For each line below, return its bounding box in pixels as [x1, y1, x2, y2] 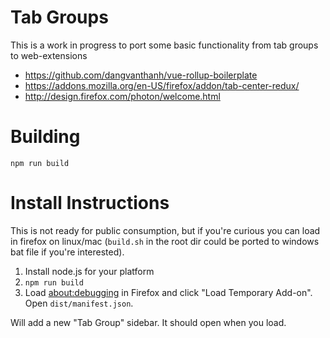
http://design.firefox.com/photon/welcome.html [24, 90, 221, 102]
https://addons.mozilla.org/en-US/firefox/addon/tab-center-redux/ [24, 79, 300, 91]
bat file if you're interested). [10, 246, 125, 258]
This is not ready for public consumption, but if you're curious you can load [10, 224, 321, 236]
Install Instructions [10, 192, 170, 215]
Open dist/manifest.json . [24, 297, 134, 309]
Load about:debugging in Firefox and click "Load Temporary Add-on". [24, 286, 313, 298]
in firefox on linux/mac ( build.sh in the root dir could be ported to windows [10, 235, 320, 247]
